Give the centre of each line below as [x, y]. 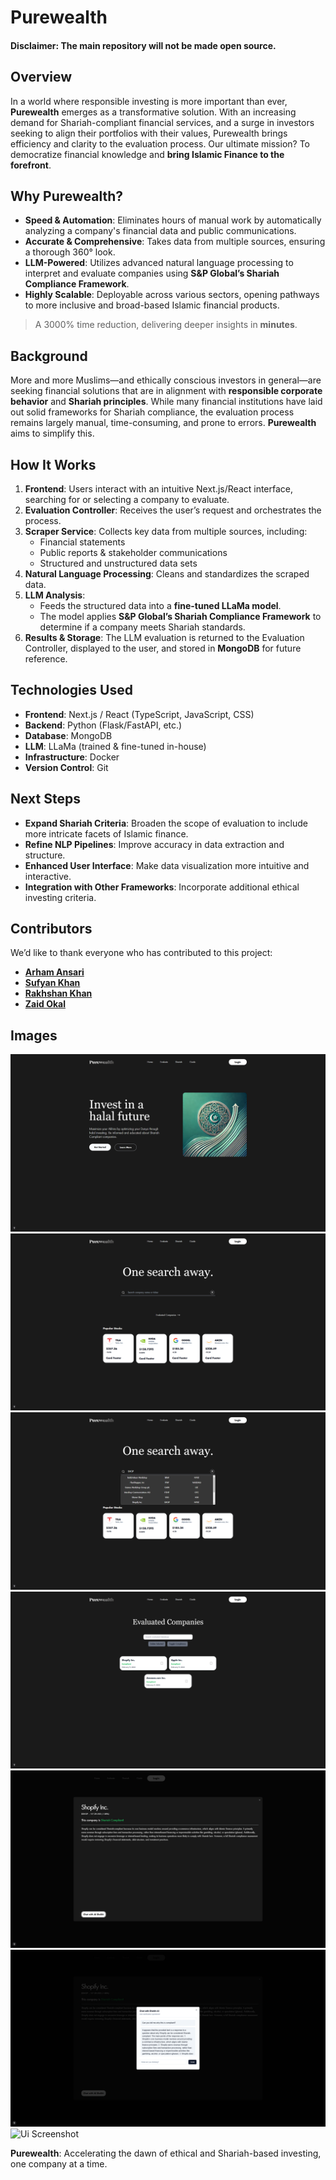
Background [49, 356]
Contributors [51, 929]
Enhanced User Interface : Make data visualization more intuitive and [167, 865]
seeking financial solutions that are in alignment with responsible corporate [166, 391]
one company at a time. [59, 2164]
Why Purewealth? [67, 196]
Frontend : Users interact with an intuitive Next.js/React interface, [159, 489]
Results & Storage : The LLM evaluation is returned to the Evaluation [164, 638]
